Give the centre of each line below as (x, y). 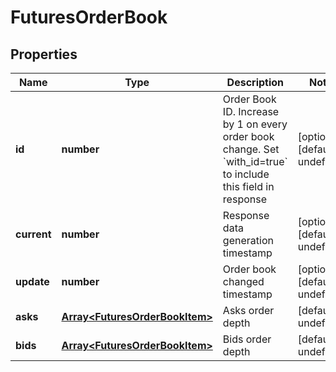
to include (246, 174)
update (32, 281)
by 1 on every (255, 124)
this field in (248, 186)
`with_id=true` (255, 161)
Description (255, 82)
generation (248, 240)
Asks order (248, 310)
